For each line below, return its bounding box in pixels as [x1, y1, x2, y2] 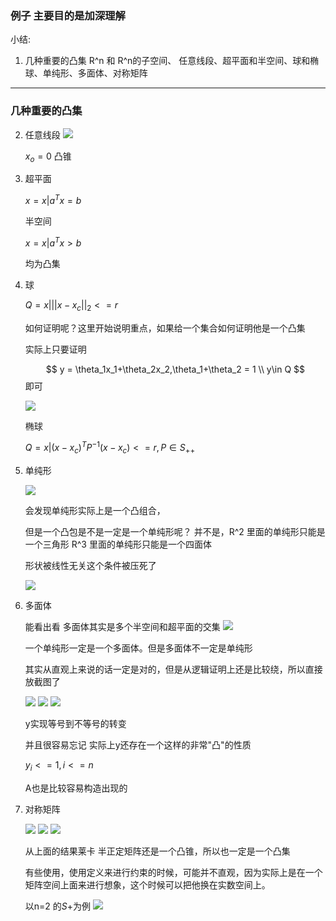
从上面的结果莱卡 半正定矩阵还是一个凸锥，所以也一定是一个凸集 [24, 845, 291, 857]
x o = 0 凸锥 [24, 150, 72, 164]
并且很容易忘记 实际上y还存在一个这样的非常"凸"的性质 [24, 738, 252, 751]
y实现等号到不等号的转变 [24, 717, 127, 729]
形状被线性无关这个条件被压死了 [24, 559, 157, 571]
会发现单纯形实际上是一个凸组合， [24, 504, 166, 516]
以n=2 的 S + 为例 [24, 900, 92, 912]
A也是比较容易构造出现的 [24, 782, 128, 794]
